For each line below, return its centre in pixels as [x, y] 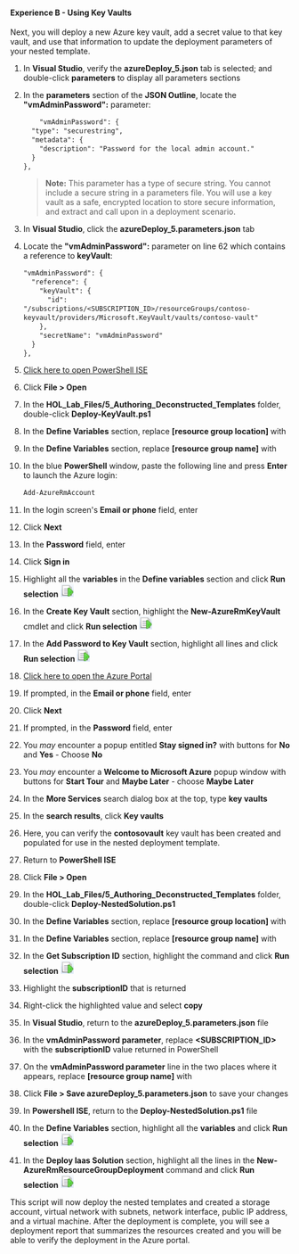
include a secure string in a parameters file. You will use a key [158, 193]
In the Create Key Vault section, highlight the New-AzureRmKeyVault [152, 612]
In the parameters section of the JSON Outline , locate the [129, 95]
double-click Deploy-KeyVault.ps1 [87, 414]
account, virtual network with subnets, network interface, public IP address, [149, 1212]
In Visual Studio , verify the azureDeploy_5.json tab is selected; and [147, 69]
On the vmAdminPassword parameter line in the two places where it [149, 1067]
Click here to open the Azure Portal [87, 676]
